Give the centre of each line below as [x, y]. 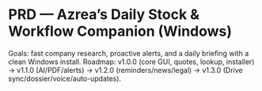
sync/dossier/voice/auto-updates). [65, 78]
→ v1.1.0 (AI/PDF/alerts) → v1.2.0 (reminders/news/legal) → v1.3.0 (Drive [125, 70]
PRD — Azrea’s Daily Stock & [104, 15]
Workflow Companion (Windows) [120, 31]
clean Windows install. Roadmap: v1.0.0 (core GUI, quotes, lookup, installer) [131, 62]
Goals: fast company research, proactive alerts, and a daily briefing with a [129, 53]
